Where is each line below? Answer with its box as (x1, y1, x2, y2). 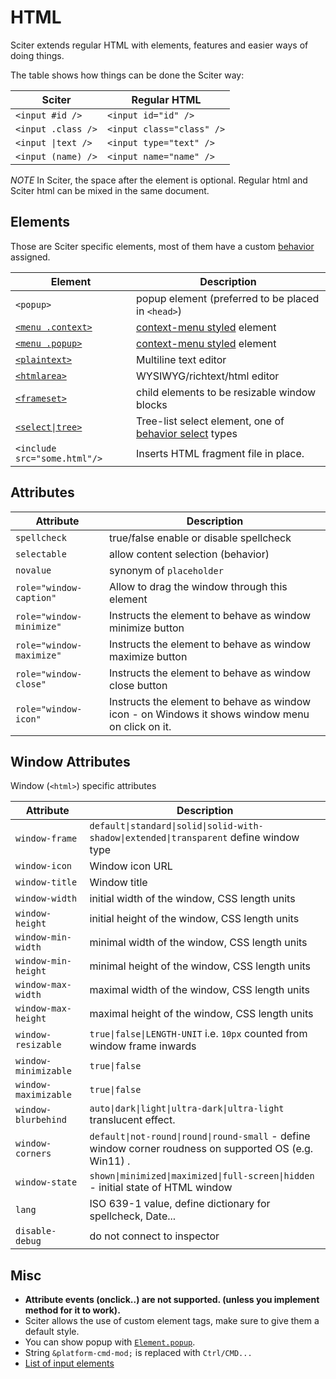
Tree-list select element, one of (136, 414, 285, 428)
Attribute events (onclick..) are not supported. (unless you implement (24, 1294, 320, 1306)
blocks (136, 397, 168, 411)
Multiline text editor (136, 352, 227, 366)
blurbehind (15, 1114, 67, 1126)
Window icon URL (89, 859, 173, 873)
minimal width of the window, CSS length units (89, 936, 308, 950)
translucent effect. (89, 1113, 176, 1127)
